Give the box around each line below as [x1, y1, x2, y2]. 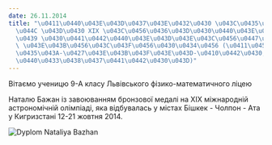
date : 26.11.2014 [8, 11, 67, 20]
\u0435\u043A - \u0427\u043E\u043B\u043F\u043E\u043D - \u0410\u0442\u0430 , [15, 49, 266, 57]
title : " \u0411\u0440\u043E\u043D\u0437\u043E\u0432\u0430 [8, 19, 212, 27]
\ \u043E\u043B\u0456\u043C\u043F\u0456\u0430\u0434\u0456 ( [15, 42, 227, 50]
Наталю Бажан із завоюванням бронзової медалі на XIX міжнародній [8, 94, 249, 104]
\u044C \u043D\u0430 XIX [15, 27, 100, 35]
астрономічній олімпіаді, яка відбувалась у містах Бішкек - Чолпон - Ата [8, 102, 261, 113]
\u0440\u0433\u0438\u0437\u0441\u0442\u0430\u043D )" [15, 57, 198, 65]
